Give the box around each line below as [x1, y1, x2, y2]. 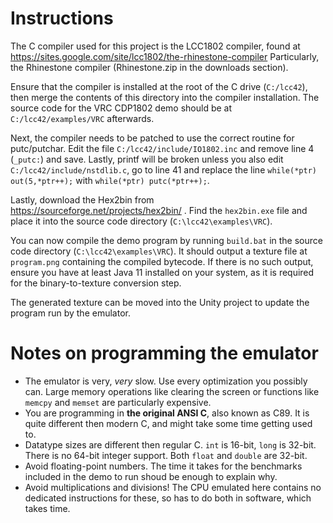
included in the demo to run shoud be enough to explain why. [24, 470, 278, 482]
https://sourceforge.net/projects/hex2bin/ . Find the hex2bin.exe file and [10, 204, 308, 216]
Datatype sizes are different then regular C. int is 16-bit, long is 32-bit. [24, 438, 317, 451]
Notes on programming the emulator [10, 342, 319, 365]
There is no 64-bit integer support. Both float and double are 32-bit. [24, 449, 308, 461]
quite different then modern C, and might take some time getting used [24, 417, 313, 429]
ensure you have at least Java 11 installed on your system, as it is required [10, 266, 315, 278]
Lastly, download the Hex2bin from [10, 193, 155, 206]
